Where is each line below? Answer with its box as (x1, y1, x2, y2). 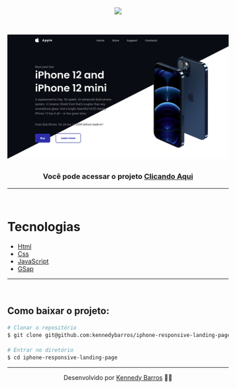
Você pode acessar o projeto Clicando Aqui (43, 171, 193, 181)
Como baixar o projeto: (7, 305, 110, 317)
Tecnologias (7, 218, 81, 235)
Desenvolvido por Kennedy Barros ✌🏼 (63, 373, 173, 381)
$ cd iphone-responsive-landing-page (7, 354, 118, 361)
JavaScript (17, 257, 49, 265)
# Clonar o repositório (7, 324, 77, 331)
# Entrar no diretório (7, 347, 74, 354)
